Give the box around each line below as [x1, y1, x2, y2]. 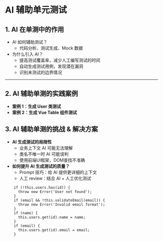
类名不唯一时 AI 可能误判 [19, 151, 69, 157]
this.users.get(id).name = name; [17, 215, 86, 220]
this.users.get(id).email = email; [17, 227, 90, 232]
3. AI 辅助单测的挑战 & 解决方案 [5, 125, 98, 134]
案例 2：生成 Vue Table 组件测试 [12, 109, 77, 115]
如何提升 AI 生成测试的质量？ [12, 163, 70, 169]
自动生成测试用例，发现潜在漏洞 [19, 64, 83, 69]
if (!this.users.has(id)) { [14, 185, 70, 190]
